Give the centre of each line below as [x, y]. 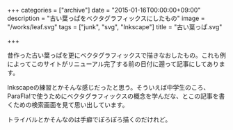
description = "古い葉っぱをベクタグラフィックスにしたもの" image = [106, 18]
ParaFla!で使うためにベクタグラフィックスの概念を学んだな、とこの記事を [113, 96]
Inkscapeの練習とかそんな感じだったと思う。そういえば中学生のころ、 [109, 87]
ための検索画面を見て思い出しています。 [71, 105]
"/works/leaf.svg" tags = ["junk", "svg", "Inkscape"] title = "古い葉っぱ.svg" [115, 27]
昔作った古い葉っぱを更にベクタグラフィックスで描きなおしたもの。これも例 [116, 55]
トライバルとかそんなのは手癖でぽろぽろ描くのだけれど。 [89, 120]
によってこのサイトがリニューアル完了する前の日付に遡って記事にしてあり [113, 64]
